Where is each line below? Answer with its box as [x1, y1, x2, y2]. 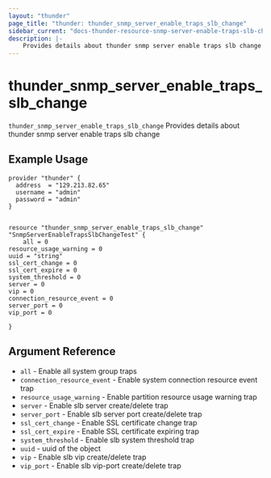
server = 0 [8, 280, 45, 288]
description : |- [8, 34, 63, 43]
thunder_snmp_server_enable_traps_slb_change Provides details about [8, 121, 240, 130]
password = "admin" [15, 195, 81, 203]
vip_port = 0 [8, 308, 52, 316]
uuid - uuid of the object [19, 443, 101, 453]
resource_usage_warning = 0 [8, 244, 103, 253]
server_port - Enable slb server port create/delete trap [19, 409, 202, 419]
